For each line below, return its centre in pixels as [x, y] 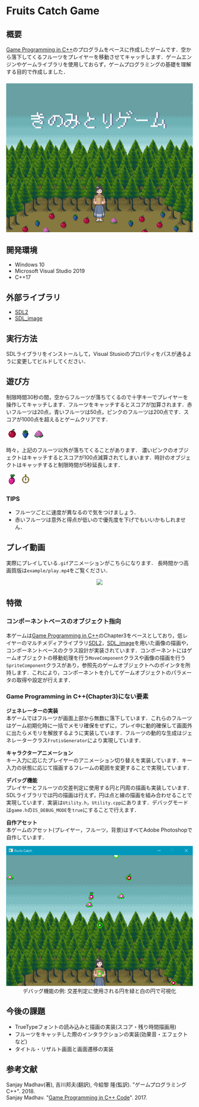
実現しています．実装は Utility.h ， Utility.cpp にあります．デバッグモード [97, 802]
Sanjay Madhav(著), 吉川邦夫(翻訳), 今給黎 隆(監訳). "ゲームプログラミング [96, 1084]
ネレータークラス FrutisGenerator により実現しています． [75, 740]
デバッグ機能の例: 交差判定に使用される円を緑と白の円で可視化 [99, 991]
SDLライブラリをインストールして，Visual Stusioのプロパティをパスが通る [97, 354]
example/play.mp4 [48, 571]
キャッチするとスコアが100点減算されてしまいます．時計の [98, 457]
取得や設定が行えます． [45, 680]
